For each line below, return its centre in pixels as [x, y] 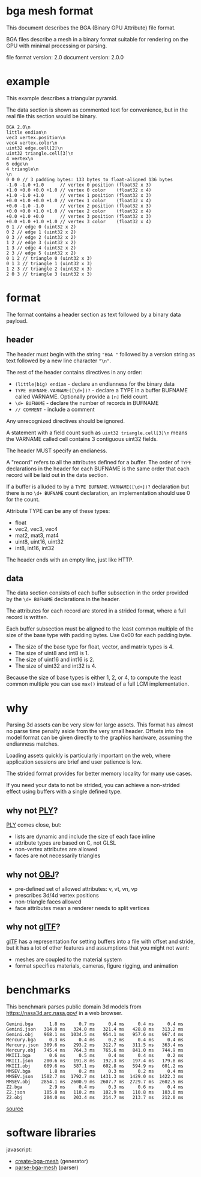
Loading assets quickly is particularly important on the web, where [88, 756]
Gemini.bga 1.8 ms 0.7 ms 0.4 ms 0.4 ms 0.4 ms [95, 1024]
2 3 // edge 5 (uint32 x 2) [41, 253]
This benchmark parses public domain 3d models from [74, 1007]
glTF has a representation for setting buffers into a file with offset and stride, [100, 941]
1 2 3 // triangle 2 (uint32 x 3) [49, 269]
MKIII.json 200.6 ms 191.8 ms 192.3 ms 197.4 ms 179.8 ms [95, 1061]
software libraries [51, 1133]
